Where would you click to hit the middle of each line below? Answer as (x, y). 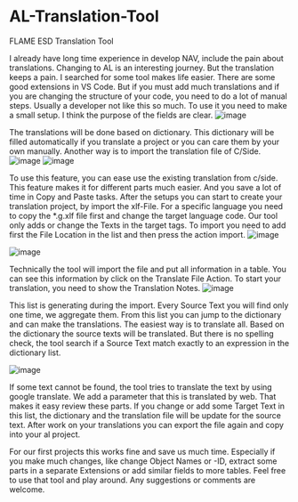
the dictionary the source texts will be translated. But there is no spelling (141, 333)
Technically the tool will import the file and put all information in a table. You (148, 269)
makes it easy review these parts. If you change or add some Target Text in (147, 406)
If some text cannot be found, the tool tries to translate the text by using (141, 387)
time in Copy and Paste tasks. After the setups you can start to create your (146, 197)
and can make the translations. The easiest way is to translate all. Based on (147, 324)
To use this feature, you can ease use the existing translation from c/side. (144, 178)
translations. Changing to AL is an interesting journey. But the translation (141, 68)
